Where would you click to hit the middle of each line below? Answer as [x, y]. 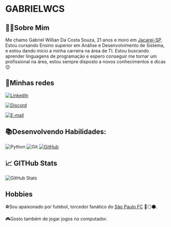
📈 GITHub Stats [31, 163]
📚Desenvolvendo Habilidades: [56, 132]
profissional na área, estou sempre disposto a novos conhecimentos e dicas [85, 61]
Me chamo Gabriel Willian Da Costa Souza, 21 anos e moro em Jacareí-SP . [84, 40]
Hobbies [19, 194]
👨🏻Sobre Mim [27, 28]
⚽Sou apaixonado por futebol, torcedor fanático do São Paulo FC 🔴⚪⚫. [81, 207]
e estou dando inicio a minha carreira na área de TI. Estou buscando [77, 51]
